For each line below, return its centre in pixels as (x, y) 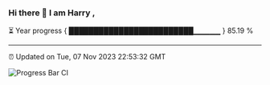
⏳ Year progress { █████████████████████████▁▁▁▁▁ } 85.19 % (131, 30)
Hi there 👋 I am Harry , (52, 13)
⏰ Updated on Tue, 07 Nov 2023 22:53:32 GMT (87, 57)
